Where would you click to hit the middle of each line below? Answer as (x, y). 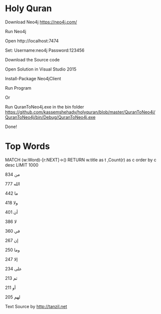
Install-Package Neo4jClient (33, 78)
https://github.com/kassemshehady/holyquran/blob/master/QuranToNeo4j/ (80, 112)
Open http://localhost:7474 (32, 41)
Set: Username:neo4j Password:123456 (45, 50)
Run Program (18, 88)
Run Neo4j (16, 31)
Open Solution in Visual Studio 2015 (41, 69)
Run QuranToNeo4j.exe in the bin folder (45, 107)
